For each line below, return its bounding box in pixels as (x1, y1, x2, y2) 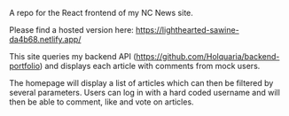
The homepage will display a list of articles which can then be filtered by (9, 78, 274, 88)
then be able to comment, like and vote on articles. (9, 97, 194, 107)
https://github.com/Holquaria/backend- (136, 51, 280, 61)
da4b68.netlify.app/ (9, 35, 82, 44)
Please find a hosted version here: (9, 25, 135, 35)
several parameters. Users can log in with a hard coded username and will (9, 88, 281, 97)
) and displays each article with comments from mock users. (39, 61, 261, 71)
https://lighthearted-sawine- (136, 25, 239, 35)
